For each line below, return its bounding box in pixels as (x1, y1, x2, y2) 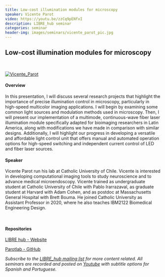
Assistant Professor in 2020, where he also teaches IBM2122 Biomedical (5, 199, 152, 205)
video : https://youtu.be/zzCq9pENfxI (5, 16, 83, 21)
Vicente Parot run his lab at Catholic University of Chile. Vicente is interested (5, 168, 161, 174)
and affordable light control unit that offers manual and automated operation (5, 135, 159, 141)
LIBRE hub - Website (5, 237, 47, 242)
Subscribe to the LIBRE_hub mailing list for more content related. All (5, 256, 143, 262)
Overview (5, 82, 26, 88)
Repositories (5, 226, 32, 232)
